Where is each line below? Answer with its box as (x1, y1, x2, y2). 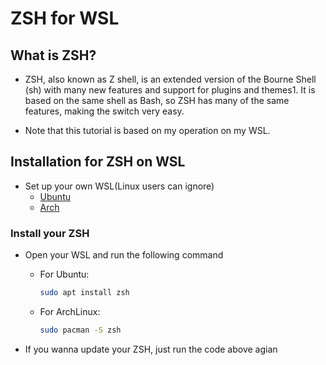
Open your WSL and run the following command (24, 249, 224, 261)
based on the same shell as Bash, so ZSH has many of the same (24, 95, 290, 106)
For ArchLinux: (39, 305, 101, 317)
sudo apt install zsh (39, 288, 130, 298)
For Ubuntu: (39, 268, 90, 281)
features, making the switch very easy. (24, 105, 185, 117)
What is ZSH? (10, 47, 97, 64)
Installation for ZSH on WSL (10, 153, 186, 171)
